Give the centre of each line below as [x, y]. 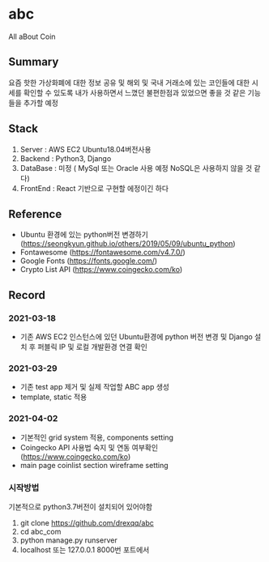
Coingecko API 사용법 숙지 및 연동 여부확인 [89, 447]
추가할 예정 [41, 103]
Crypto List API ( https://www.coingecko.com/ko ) [101, 270]
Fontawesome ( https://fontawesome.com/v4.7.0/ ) [103, 253]
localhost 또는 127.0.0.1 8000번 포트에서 [85, 549]
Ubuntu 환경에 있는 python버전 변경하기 [84, 235]
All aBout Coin [32, 36]
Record [27, 295]
